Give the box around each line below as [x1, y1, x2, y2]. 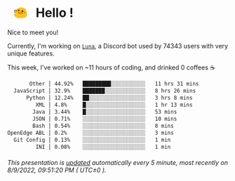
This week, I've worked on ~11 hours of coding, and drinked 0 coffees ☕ [7, 63, 215, 72]
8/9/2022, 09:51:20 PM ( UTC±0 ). [7, 166, 107, 174]
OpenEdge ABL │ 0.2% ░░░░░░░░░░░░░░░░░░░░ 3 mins [7, 130, 174, 137]
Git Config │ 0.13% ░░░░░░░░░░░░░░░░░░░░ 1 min [13, 137, 171, 144]
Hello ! [35, 5, 74, 21]
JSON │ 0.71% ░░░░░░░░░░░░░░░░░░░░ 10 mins [32, 116, 177, 123]
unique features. [7, 49, 55, 58]
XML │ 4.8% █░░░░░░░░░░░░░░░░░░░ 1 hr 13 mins [35, 102, 193, 109]
